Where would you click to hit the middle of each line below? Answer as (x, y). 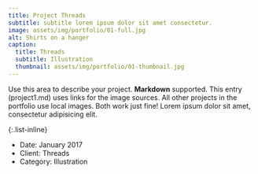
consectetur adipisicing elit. (53, 114)
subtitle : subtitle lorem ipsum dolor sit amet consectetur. (111, 23)
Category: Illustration (53, 161)
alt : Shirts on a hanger (49, 37)
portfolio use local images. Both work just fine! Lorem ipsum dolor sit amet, (129, 106)
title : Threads (40, 52)
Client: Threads (44, 153)
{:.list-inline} (28, 129)
